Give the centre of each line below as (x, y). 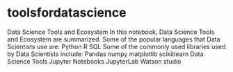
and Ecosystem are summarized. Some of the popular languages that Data (114, 39)
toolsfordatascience (67, 13)
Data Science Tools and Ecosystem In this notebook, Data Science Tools (111, 32)
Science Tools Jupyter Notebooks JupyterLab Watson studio (94, 61)
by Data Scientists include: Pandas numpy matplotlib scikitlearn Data (105, 54)
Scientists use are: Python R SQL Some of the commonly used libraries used (116, 46)
